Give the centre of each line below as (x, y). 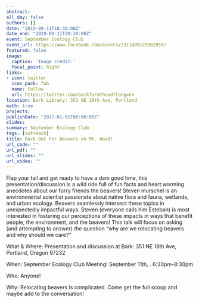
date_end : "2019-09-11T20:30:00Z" (49, 34)
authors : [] (21, 23)
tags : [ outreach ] (28, 134)
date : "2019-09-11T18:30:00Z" (44, 28)
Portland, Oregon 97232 (36, 253)
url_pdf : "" (21, 150)
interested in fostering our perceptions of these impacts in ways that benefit (99, 216)
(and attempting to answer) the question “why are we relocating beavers (95, 229)
